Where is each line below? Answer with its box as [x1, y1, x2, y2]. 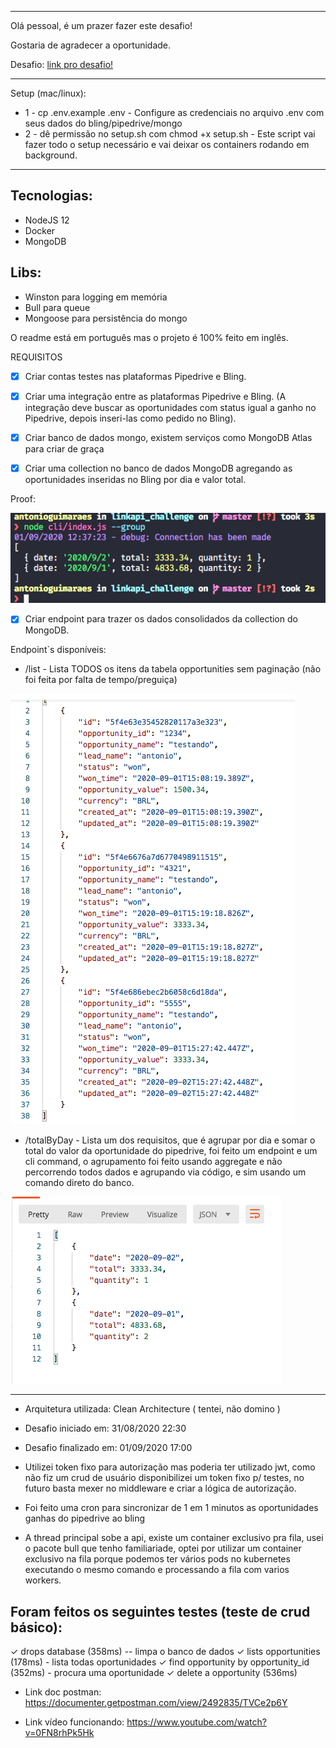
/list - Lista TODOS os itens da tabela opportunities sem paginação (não [24, 663, 322, 675]
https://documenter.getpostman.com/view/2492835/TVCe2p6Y [24, 1697, 288, 1709]
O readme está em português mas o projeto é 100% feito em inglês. [10, 331, 289, 343]
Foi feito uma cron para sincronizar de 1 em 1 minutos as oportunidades [24, 1502, 319, 1514]
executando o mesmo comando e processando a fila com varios [24, 1564, 290, 1576]
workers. [24, 1574, 62, 1586]
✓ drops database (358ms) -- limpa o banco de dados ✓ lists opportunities [10, 1646, 321, 1658]
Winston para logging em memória [24, 291, 168, 303]
